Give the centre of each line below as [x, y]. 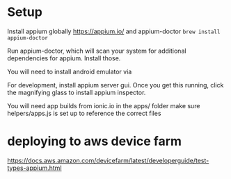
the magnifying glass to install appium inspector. [77, 92]
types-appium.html [34, 168]
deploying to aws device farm [95, 141]
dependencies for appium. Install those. [64, 58]
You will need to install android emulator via [70, 71]
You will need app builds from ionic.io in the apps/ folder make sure [104, 105]
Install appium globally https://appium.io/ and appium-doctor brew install [114, 31]
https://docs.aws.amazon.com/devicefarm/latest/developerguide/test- [108, 160]
